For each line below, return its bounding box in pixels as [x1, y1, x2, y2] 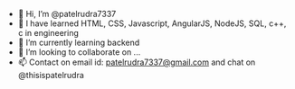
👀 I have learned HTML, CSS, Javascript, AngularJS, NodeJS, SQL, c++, [17, 18, 287, 29]
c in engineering [17, 28, 79, 38]
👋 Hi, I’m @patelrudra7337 [17, 9, 117, 19]
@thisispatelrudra [17, 70, 84, 80]
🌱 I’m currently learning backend [17, 37, 140, 48]
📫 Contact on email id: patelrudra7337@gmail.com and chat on [17, 57, 256, 67]
